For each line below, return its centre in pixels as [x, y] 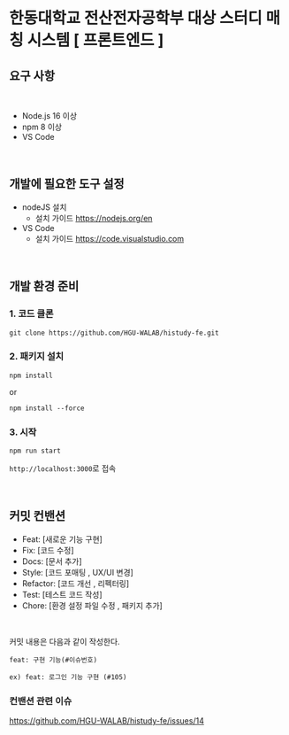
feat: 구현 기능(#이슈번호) [53, 660]
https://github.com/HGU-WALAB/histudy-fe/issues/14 [107, 721]
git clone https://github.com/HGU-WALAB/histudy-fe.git [114, 333]
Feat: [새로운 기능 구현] [62, 539]
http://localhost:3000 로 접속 [63, 468]
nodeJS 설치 [44, 207]
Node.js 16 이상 [49, 116]
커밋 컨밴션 [38, 516]
